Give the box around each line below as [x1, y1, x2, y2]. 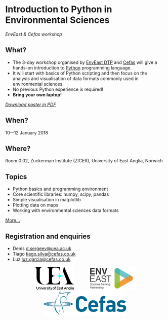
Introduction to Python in [5, 4, 112, 15]
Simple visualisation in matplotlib [12, 197, 81, 203]
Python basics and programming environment [12, 186, 108, 192]
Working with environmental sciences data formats [12, 207, 119, 214]
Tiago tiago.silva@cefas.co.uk [12, 251, 76, 257]
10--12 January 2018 [5, 129, 48, 135]
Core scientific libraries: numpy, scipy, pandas [12, 191, 109, 197]
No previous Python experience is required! [12, 86, 104, 92]
